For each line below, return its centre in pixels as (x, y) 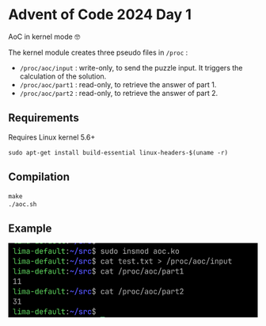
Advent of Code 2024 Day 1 (100, 15)
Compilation (39, 177)
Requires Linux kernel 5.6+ (52, 137)
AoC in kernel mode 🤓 (44, 36)
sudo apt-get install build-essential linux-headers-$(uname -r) (118, 152)
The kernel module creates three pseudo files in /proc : (98, 52)
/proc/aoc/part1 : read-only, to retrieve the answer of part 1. (118, 84)
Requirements (44, 118)
